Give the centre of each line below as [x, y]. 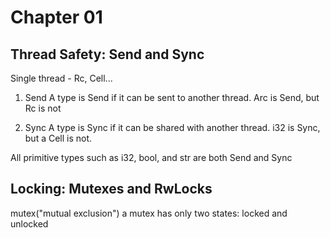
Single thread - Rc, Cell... [61, 78]
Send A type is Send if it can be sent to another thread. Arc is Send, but [172, 97]
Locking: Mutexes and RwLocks [111, 189]
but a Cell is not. [58, 138]
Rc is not [43, 108]
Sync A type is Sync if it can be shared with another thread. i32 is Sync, [172, 127]
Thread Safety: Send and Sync [107, 54]
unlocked [29, 223]
